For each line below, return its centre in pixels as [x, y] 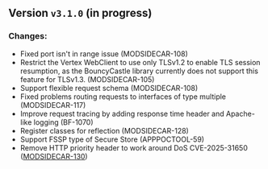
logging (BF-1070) [64, 122]
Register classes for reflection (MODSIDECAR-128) [105, 130]
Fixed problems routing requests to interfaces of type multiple [123, 97]
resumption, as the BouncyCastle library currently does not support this [139, 71]
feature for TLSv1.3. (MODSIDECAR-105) [87, 79]
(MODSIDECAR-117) [53, 105]
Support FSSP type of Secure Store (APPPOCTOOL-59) [112, 139]
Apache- [241, 113]
